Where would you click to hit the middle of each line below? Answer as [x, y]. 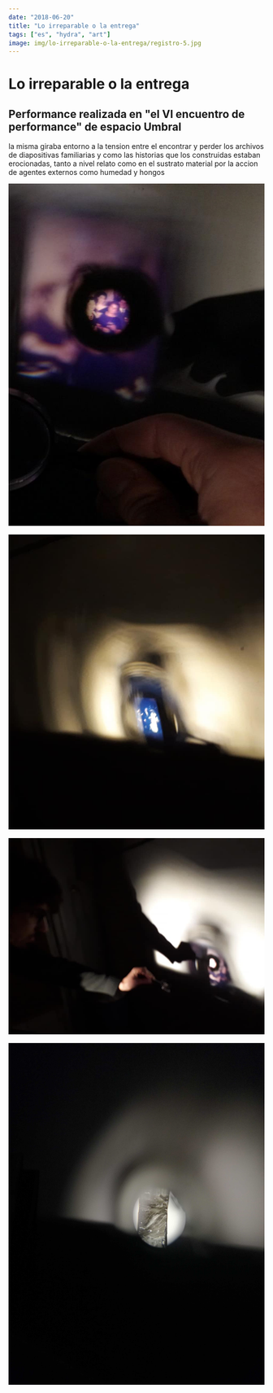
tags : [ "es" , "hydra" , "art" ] [60, 34]
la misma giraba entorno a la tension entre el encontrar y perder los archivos [136, 146]
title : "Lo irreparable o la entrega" [74, 26]
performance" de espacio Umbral [95, 127]
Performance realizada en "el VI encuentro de [127, 114]
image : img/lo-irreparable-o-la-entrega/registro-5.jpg [105, 43]
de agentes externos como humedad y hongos [87, 172]
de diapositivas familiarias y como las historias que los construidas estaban [134, 155]
